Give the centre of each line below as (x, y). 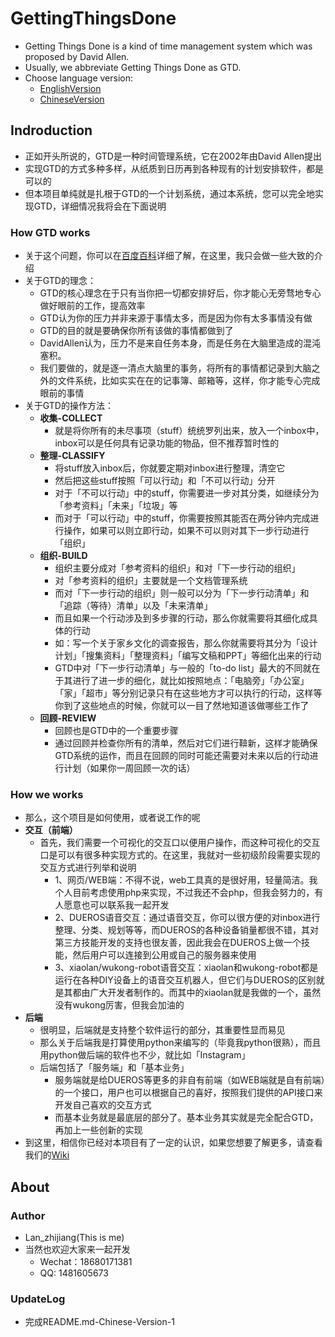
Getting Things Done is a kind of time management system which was (168, 46)
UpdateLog (38, 1299)
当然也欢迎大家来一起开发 (77, 1249)
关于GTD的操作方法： (69, 406)
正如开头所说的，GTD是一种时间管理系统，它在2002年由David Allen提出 (173, 156)
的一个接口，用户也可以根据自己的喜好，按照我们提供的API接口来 (188, 1093)
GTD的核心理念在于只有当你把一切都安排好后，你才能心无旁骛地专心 (180, 293)
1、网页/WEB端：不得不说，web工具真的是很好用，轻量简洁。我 (186, 880)
